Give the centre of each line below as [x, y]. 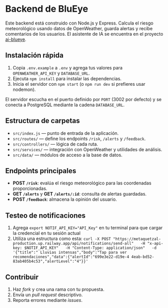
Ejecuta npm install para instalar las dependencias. [67, 78]
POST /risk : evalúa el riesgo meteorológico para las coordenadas [82, 183]
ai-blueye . [16, 39]
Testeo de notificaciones [45, 215]
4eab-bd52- [143, 257]
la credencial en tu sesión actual [46, 233]
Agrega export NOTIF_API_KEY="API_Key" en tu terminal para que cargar [88, 228]
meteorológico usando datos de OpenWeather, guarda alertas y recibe [79, 28]
